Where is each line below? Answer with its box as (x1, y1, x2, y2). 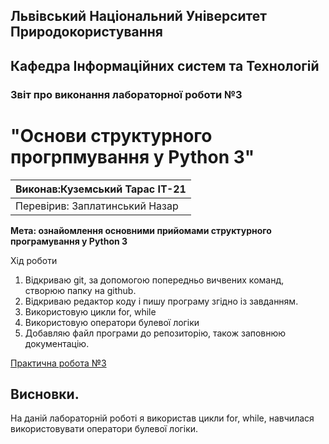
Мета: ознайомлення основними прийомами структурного (10, 224, 272, 236)
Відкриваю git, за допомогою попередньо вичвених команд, (24, 274, 285, 286)
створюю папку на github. (24, 284, 137, 296)
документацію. (24, 337, 90, 349)
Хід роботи (10, 254, 58, 266)
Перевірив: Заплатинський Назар (15, 199, 179, 213)
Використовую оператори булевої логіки (24, 316, 200, 328)
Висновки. (10, 386, 80, 403)
